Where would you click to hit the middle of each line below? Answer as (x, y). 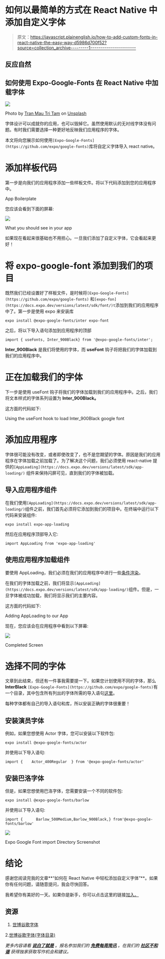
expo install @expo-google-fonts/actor (46, 743)
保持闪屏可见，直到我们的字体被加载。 (78, 473)
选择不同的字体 (35, 666)
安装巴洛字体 (25, 778)
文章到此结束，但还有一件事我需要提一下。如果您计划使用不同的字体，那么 (81, 681)
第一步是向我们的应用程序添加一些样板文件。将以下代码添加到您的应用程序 (81, 183)
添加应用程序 (31, 440)
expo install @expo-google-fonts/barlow (47, 800)
